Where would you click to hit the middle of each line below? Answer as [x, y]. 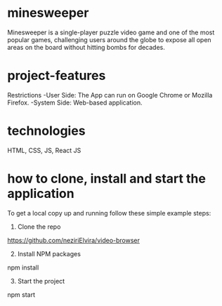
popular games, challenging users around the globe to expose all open [110, 39]
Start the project [41, 281]
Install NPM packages [49, 253]
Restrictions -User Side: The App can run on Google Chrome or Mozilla [110, 95]
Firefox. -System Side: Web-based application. [75, 102]
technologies [46, 131]
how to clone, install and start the [106, 179]
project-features [57, 76]
